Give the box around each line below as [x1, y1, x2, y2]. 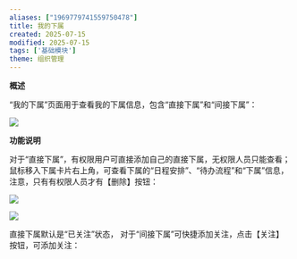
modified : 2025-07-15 [9, 38, 90, 47]
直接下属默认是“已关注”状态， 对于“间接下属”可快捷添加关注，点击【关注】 [9, 229, 284, 239]
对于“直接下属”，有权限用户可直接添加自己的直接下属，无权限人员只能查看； [9, 154, 291, 164]
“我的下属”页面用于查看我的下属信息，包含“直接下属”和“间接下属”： [9, 99, 258, 110]
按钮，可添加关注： [9, 240, 81, 250]
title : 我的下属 [9, 21, 64, 30]
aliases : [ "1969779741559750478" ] [9, 13, 139, 22]
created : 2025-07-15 [9, 29, 87, 38]
